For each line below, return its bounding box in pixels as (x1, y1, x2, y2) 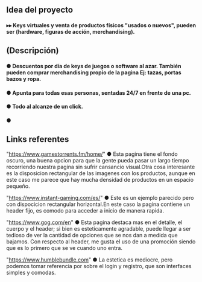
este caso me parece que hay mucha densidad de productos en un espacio (6, 176, 194, 183)
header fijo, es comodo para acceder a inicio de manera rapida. (6, 207, 165, 214)
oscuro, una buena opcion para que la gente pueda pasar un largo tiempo (6, 156, 189, 164)
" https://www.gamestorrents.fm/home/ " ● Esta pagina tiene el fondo (6, 150, 178, 158)
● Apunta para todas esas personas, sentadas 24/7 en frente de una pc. (6, 89, 191, 96)
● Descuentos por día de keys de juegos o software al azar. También (6, 62, 182, 69)
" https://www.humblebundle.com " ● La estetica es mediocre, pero (6, 256, 173, 263)
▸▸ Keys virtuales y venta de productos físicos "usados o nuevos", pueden (6, 21, 197, 29)
